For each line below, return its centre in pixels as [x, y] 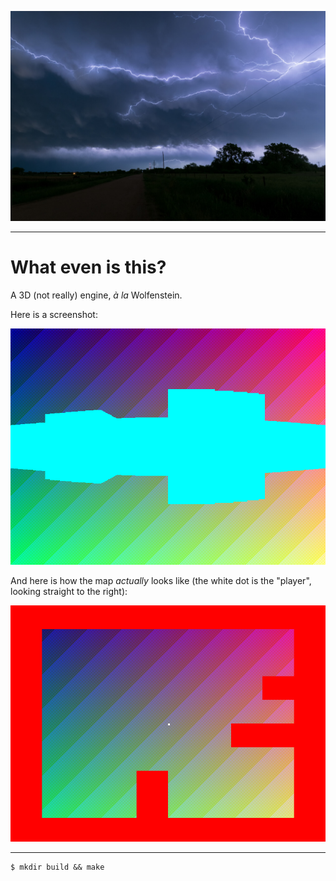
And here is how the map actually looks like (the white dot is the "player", [161, 580]
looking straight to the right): [69, 591]
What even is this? [88, 267]
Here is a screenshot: [54, 314]
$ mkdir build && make [57, 867]
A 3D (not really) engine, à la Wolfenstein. [96, 295]
